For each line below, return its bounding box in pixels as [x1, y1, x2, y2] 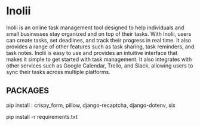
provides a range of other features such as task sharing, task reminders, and [6, 43, 195, 50]
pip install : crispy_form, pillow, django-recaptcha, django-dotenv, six [6, 102, 176, 109]
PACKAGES [6, 85, 50, 96]
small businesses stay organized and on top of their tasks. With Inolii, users [6, 30, 192, 37]
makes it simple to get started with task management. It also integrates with [6, 56, 192, 63]
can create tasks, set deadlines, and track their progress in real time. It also [6, 36, 191, 44]
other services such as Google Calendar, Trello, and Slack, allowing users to [6, 62, 193, 69]
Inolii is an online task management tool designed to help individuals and [6, 24, 184, 31]
